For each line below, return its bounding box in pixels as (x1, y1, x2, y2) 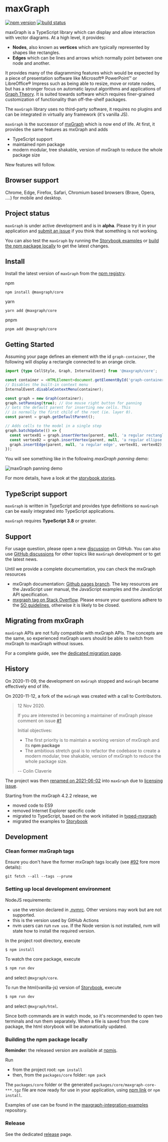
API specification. (12, 591, 49, 597)
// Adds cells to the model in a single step (5, 423, 101, 429)
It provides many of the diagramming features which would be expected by (5, 69, 160, 75)
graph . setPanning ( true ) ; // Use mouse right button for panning (5, 400, 142, 405)
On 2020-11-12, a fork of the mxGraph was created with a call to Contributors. (5, 693, 162, 699)
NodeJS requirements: (5, 897, 51, 903)
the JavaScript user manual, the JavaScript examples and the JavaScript (12, 586, 162, 592)
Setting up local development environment (5, 886, 111, 893)
